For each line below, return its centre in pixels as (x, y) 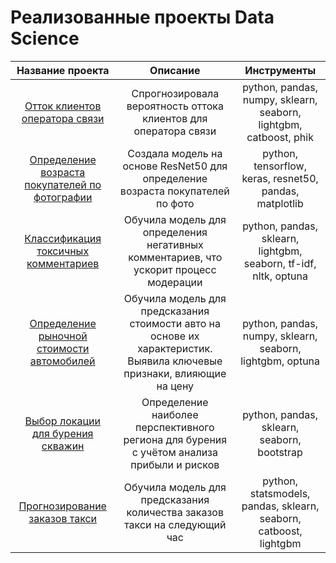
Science (45, 38)
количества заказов (175, 512)
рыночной (63, 336)
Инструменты (280, 70)
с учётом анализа (174, 452)
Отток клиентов (63, 106)
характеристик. (175, 348)
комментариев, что (175, 257)
